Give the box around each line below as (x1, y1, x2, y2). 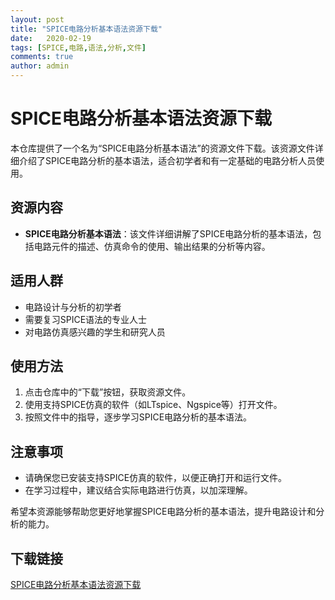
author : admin (10, 61, 70, 71)
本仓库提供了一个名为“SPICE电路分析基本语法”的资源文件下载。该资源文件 (10, 142, 315, 154)
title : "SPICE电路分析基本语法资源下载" (10, 24, 163, 34)
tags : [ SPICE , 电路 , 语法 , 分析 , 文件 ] (10, 42, 147, 53)
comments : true (10, 52, 74, 62)
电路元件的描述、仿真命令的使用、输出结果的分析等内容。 (33, 240, 271, 252)
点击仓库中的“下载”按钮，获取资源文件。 (24, 386, 192, 398)
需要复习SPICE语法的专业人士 (24, 313, 148, 325)
